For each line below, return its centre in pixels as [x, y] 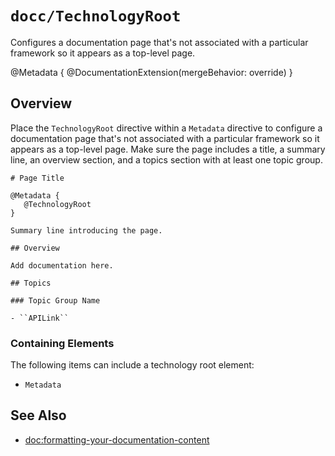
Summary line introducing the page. [86, 230]
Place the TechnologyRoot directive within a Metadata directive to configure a [166, 128]
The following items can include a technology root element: [132, 365]
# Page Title [37, 178]
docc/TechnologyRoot [96, 16]
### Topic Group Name [55, 300]
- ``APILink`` [40, 318]
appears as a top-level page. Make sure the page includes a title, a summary [168, 149]
